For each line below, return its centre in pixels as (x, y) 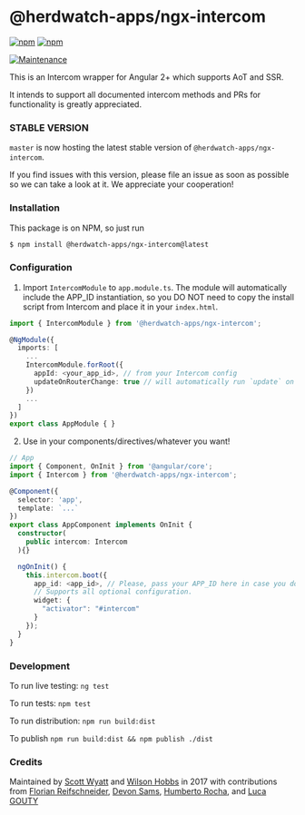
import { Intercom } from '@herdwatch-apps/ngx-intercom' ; (123, 475)
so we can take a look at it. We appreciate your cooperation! (122, 184)
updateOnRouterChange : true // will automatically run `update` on (164, 382)
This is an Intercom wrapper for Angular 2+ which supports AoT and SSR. (147, 77)
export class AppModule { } (63, 424)
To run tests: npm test (50, 703)
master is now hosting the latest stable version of (101, 148)
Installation (35, 208)
